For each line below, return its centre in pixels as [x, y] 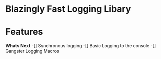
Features [24, 32]
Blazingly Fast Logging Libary [68, 9]
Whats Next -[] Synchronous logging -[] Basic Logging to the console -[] [81, 46]
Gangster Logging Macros [32, 51]
